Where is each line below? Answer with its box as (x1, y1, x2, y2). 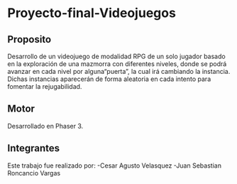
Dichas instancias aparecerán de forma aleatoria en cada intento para (7, 75, 211, 83)
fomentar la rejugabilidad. (7, 82, 82, 90)
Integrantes (7, 142, 60, 154)
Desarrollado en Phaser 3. (7, 121, 84, 130)
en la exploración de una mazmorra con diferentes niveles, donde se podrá (7, 60, 227, 68)
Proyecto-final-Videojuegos (7, 5, 176, 21)
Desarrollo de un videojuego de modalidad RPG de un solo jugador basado (7, 52, 226, 60)
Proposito (7, 33, 52, 45)
